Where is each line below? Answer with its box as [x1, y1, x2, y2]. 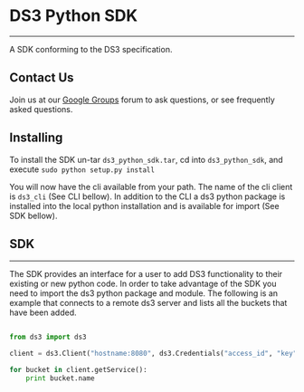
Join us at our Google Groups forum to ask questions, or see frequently [9, 94, 276, 105]
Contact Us [9, 70, 74, 86]
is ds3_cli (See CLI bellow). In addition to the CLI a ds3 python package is [9, 191, 286, 202]
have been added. [9, 307, 77, 318]
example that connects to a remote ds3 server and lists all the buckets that [9, 298, 288, 309]
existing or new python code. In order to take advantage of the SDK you [9, 278, 278, 290]
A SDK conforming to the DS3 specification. [9, 43, 173, 54]
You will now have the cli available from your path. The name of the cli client [9, 181, 293, 192]
